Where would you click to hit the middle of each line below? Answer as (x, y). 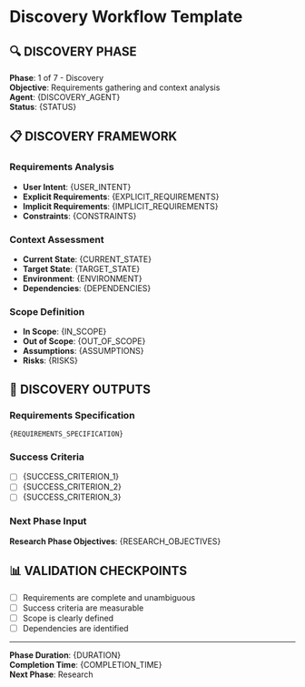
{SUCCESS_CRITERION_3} (72, 497)
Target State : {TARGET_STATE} (81, 268)
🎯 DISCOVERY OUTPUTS (80, 389)
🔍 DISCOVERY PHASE (73, 51)
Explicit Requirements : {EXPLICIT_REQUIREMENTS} (121, 197)
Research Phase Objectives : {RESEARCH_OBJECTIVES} (115, 541)
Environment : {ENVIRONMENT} (82, 278)
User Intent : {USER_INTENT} (77, 187)
